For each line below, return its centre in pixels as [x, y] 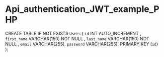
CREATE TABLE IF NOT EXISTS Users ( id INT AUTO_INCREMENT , [73, 33]
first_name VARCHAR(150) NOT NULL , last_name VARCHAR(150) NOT [77, 39]
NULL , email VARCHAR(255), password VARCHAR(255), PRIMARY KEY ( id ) [82, 44]
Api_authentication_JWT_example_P [82, 9]
